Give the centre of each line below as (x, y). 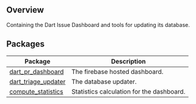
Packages (25, 44)
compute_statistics (36, 91)
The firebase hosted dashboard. (117, 72)
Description (128, 61)
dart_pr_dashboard (37, 72)
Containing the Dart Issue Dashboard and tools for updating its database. (98, 24)
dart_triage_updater (38, 81)
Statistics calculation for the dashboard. (128, 91)
